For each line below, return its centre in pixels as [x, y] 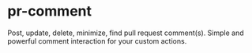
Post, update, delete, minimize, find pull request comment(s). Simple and [126, 33]
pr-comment [50, 11]
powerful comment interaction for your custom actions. [97, 41]
